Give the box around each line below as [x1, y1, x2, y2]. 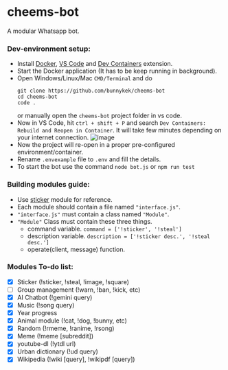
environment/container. [16, 148, 84, 157]
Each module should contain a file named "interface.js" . [16, 203, 181, 211]
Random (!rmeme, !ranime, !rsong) [16, 324, 115, 333]
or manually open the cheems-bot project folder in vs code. [16, 111, 182, 120]
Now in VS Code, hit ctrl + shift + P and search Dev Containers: [16, 119, 206, 127]
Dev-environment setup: [7, 44, 91, 54]
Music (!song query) [16, 301, 75, 310]
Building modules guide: [7, 180, 91, 189]
